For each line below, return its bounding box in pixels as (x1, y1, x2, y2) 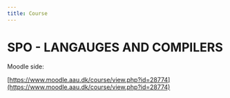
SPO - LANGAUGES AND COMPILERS (7, 39, 223, 55)
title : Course (7, 10, 48, 17)
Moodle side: (7, 62, 45, 71)
